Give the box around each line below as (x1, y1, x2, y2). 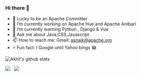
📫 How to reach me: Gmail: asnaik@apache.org (12, 37, 112, 43)
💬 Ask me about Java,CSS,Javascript (12, 32, 89, 38)
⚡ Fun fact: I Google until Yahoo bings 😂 (12, 45, 97, 51)
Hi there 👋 (5, 4, 30, 11)
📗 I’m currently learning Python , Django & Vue (12, 26, 109, 32)
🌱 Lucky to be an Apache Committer (12, 16, 88, 22)
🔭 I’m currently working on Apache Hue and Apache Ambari (12, 21, 136, 27)
